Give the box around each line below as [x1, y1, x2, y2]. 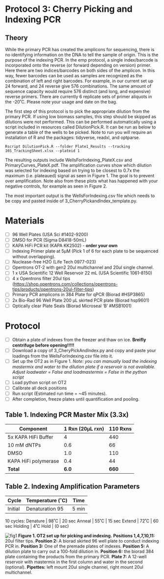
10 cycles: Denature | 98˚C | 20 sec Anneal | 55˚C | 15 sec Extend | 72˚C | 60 [5, 518, 159, 524]
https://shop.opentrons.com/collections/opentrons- [14, 281, 118, 287]
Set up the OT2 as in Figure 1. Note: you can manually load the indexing [12, 358, 157, 364]
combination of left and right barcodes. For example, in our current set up [5, 78, 153, 84]
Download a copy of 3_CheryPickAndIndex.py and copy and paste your [12, 347, 156, 353]
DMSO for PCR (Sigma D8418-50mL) [12, 237, 87, 243]
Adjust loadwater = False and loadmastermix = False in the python [12, 369, 147, 375]
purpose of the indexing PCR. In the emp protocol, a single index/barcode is [5, 57, 158, 63]
